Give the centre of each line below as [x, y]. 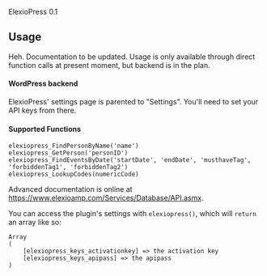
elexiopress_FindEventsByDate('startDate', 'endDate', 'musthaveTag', [130, 160]
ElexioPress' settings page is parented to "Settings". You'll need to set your [133, 102]
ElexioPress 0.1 [33, 12]
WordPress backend [43, 83]
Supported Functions [45, 129]
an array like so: [35, 223]
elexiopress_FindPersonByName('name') [74, 146]
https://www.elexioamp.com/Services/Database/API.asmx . [106, 198]
